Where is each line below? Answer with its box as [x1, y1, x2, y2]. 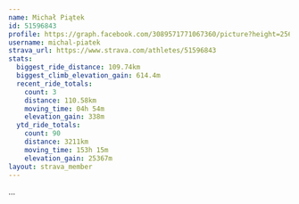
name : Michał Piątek [8, 12, 86, 22]
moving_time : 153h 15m [24, 145, 109, 154]
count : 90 [24, 129, 62, 138]
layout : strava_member [8, 162, 93, 171]
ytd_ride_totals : [16, 121, 81, 130]
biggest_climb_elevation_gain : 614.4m [16, 71, 162, 80]
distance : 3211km [24, 137, 89, 146]
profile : [8, 29, 41, 38]
